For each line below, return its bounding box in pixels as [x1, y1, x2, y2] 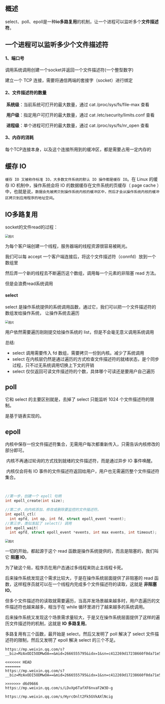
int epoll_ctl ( [5, 511, 36, 517]
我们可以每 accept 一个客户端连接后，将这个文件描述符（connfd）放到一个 [5, 253, 156, 259]
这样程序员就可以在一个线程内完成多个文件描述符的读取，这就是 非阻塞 [13, 581, 157, 587]
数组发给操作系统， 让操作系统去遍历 [5, 310, 80, 316]
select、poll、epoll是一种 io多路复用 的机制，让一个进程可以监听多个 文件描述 [5, 19, 159, 25]
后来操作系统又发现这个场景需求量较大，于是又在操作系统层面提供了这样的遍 [5, 615, 160, 620]
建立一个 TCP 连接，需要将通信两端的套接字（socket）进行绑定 [5, 78, 133, 84]
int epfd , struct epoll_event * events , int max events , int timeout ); [9, 530, 157, 535]
